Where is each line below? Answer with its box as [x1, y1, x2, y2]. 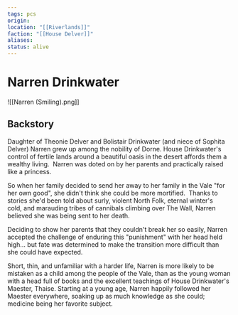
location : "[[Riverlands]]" [7, 23, 91, 31]
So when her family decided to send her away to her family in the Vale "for [7, 181, 225, 189]
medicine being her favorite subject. [7, 299, 114, 308]
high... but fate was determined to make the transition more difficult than [7, 240, 220, 249]
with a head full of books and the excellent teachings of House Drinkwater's [7, 277, 229, 285]
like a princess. [7, 167, 52, 176]
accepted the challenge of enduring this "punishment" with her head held [7, 233, 222, 241]
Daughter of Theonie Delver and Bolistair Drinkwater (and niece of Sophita [7, 137, 225, 146]
